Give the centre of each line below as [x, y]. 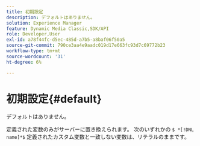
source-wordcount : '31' [36, 56]
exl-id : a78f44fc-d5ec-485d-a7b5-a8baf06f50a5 [66, 40]
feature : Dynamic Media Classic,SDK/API [58, 29]
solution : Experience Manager [44, 23]
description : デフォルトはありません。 [51, 17]
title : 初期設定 [25, 12]
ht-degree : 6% [24, 62]
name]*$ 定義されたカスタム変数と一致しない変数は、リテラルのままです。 [98, 137]
